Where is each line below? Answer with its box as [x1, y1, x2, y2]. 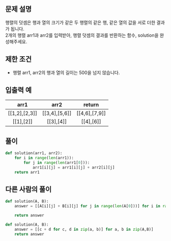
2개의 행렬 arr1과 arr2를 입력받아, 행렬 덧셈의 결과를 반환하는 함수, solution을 [5, 32, 159, 38]
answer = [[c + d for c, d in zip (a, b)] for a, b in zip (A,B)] [14, 227, 154, 232]
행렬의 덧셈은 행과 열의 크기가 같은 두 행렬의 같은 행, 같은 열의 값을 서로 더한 [5, 19, 156, 26]
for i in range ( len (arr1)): [14, 155, 74, 161]
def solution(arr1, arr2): [5, 151, 63, 156]
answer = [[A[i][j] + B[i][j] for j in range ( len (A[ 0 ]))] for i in [14, 204, 160, 209]
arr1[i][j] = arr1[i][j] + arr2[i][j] [32, 165, 115, 170]
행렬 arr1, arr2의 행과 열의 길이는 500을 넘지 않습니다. [12, 69, 120, 76]
